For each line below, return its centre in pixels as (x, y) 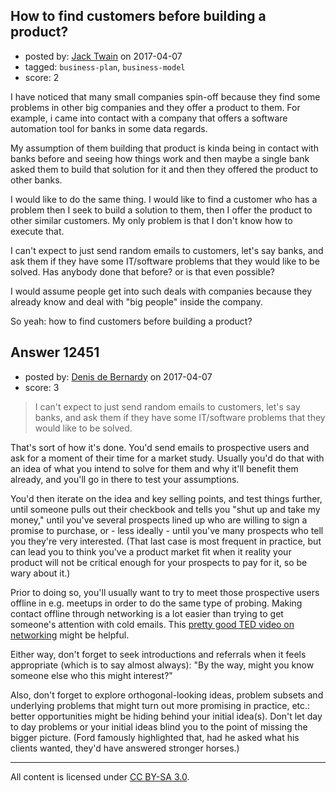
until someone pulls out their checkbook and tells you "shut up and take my (165, 509)
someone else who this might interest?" (91, 675)
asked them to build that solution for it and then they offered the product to (164, 169)
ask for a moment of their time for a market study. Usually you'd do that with (167, 458)
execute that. (37, 231)
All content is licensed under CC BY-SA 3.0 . (100, 776)
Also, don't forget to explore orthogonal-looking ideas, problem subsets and (167, 695)
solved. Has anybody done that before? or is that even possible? (143, 271)
